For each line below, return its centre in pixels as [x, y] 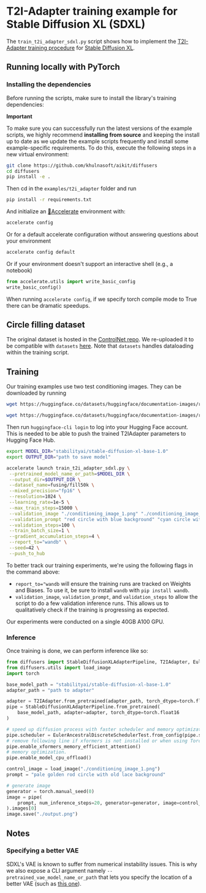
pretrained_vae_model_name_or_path [52, 878]
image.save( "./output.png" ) [42, 814]
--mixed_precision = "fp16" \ [45, 491]
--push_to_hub [27, 553]
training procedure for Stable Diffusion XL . [81, 48]
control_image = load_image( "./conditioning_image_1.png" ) [83, 769]
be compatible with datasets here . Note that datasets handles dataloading [100, 346]
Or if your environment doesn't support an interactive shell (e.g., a [90, 264]
